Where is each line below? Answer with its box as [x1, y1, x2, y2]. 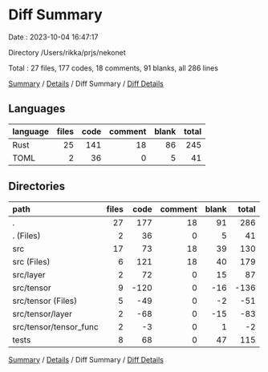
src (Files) [12, 256, 51, 267]
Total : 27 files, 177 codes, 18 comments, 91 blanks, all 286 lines [8, 63, 219, 73]
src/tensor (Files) [12, 295, 78, 306]
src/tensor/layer [12, 308, 72, 319]
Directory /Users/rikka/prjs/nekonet [8, 47, 126, 57]
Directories [8, 180, 66, 193]
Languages [8, 102, 66, 115]
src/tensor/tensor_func [12, 321, 99, 332]
